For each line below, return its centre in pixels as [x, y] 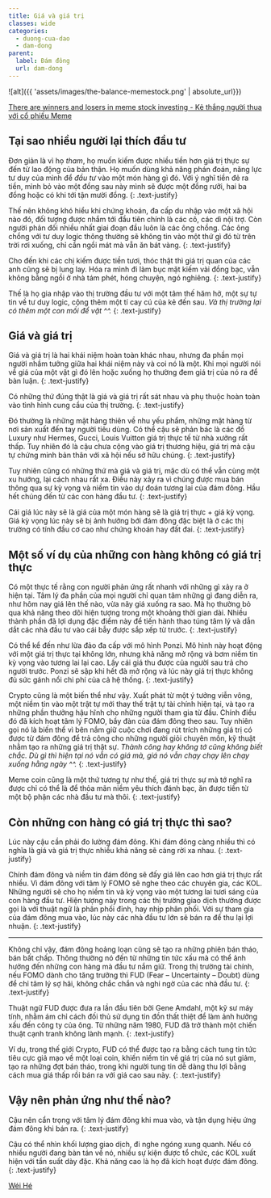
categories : [28, 31]
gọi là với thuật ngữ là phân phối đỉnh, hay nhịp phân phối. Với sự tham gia [131, 909]
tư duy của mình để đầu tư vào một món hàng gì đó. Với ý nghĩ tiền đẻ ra [129, 178]
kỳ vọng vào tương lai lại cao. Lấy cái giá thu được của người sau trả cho [128, 662]
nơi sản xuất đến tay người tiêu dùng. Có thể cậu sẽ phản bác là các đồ [127, 430]
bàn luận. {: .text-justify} [49, 381]
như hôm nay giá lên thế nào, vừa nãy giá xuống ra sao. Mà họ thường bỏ [130, 604]
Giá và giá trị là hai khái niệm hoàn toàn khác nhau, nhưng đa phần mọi [126, 355]
